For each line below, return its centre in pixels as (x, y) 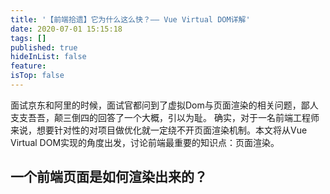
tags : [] (28, 38)
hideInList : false (48, 57)
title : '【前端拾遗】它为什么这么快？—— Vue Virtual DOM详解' (130, 19)
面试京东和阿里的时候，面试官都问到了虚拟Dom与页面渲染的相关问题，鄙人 (164, 105)
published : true (44, 47)
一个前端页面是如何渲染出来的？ (109, 177)
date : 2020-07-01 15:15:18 (66, 29)
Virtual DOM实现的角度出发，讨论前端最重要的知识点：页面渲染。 (145, 142)
